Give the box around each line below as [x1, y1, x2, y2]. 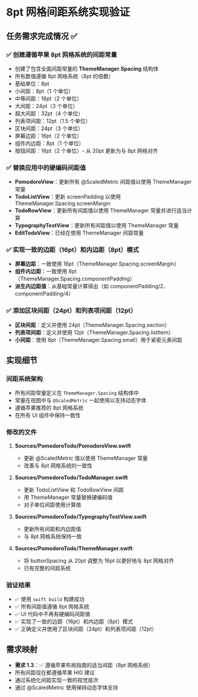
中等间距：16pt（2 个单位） [14, 95, 82, 102]
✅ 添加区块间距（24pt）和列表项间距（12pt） [6, 307, 137, 315]
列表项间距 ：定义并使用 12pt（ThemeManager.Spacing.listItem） [14, 329, 174, 336]
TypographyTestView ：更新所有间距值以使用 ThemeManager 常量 [14, 222, 180, 229]
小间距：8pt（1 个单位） [14, 87, 74, 94]
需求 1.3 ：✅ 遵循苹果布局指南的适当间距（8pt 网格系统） [14, 661, 154, 668]
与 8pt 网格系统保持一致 [23, 532, 82, 540]
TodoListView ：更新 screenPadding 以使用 [14, 193, 121, 201]
